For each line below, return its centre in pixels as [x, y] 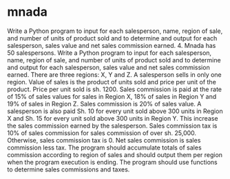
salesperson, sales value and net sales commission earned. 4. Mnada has [112, 45]
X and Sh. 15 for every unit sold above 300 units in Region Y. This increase [113, 118]
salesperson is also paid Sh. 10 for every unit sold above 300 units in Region [115, 111]
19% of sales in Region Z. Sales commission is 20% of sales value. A [104, 104]
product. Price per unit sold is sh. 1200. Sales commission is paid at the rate [115, 89]
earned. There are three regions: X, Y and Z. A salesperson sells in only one [114, 74]
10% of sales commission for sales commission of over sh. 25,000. [102, 133]
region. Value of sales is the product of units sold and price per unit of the [112, 82]
